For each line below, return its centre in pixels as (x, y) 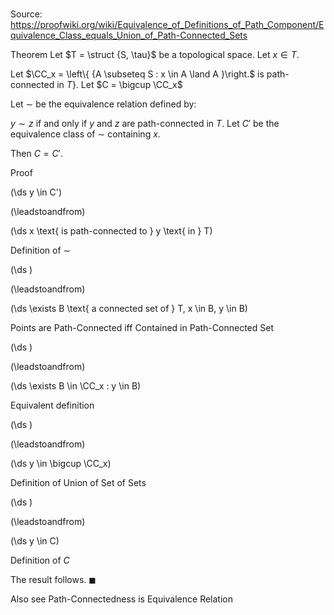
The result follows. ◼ (53, 580)
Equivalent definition (52, 405)
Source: (26, 14)
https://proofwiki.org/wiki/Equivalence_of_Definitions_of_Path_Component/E (167, 25)
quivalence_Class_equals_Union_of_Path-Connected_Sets (129, 35)
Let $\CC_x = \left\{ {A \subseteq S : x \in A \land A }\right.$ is (137, 74)
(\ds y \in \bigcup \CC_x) (61, 464)
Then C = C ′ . (36, 154)
